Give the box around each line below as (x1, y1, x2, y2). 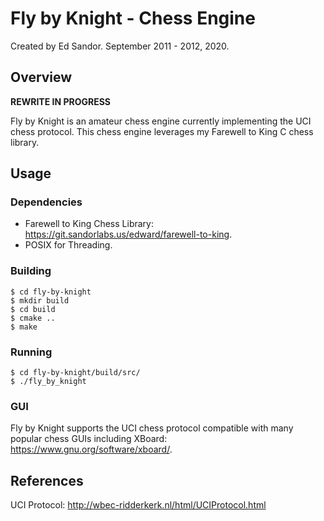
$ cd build (10, 304, 56, 314)
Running (10, 345, 53, 359)
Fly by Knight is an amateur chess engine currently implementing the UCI (10, 115, 312, 127)
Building (10, 264, 52, 278)
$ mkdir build (10, 295, 70, 306)
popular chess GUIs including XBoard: (10, 433, 168, 445)
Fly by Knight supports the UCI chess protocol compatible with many (10, 422, 294, 434)
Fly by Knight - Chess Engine (10, 7, 256, 30)
